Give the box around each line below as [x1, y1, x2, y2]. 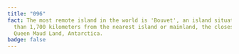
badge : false [7, 36, 46, 43]
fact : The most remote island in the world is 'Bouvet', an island [7, 17, 212, 24]
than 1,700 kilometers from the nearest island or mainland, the [14, 23, 212, 30]
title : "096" [7, 10, 46, 18]
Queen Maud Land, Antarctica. [14, 29, 103, 37]
